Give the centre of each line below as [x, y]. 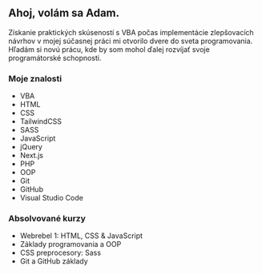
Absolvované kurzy [47, 219]
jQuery [31, 147]
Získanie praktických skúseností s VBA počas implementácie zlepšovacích [131, 32]
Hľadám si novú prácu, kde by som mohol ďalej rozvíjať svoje [109, 49]
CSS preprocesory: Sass [60, 253]
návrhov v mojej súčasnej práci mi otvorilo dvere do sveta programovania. [131, 41]
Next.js [32, 156]
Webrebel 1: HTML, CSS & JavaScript [81, 236]
